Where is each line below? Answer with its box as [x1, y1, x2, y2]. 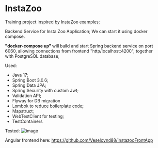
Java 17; [12, 72, 29, 78]
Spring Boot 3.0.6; [12, 77, 48, 83]
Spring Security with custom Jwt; [12, 87, 79, 93]
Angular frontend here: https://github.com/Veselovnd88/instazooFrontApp [5, 137, 154, 143]
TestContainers [12, 118, 43, 124]
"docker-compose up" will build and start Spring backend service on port [5, 43, 154, 49]
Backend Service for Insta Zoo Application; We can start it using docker [5, 28, 148, 34]
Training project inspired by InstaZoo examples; [5, 19, 100, 25]
